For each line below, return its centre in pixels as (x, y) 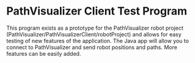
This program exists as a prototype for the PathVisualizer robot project (95, 28)
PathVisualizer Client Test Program (97, 11)
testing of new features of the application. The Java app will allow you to (98, 41)
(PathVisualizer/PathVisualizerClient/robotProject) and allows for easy (94, 34)
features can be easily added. (44, 53)
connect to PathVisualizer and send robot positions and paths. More (92, 47)
